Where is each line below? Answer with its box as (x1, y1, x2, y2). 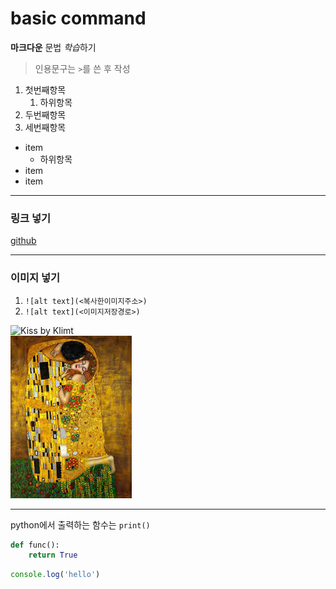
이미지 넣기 (10, 271, 61, 285)
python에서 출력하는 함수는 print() (10, 518, 151, 531)
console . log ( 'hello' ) (10, 570, 101, 580)
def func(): (10, 540, 60, 550)
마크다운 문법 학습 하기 (10, 41, 97, 53)
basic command (10, 7, 147, 30)
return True (28, 550, 78, 561)
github (10, 235, 37, 247)
